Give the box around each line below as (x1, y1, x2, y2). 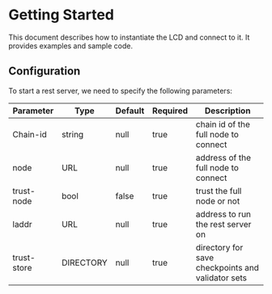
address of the (195, 152, 251, 163)
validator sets (195, 272, 247, 283)
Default (115, 105, 145, 116)
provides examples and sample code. (8, 40, 134, 50)
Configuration (8, 65, 81, 78)
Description (204, 105, 251, 116)
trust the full (195, 185, 242, 196)
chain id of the (195, 119, 251, 130)
